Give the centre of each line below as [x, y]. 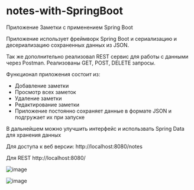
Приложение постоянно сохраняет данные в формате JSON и [93, 111]
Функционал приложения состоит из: [53, 74]
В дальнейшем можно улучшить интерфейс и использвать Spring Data [95, 128]
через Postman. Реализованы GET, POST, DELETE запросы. [81, 63]
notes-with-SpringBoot [64, 11]
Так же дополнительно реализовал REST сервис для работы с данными [97, 56]
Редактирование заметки [47, 104]
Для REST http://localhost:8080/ [46, 157]
